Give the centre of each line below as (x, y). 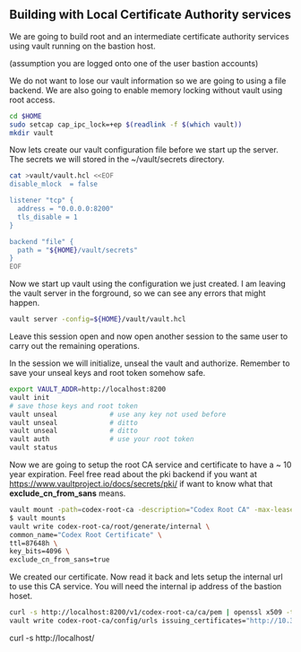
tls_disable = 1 (47, 217)
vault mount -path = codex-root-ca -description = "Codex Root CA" (130, 510)
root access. (32, 100)
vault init (30, 397)
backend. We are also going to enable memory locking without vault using (146, 90)
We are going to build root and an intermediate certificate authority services (149, 36)
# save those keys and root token (74, 406)
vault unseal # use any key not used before (118, 414)
